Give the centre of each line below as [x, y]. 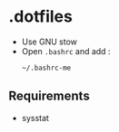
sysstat [35, 118]
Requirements [49, 96]
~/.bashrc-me [46, 68]
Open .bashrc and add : [66, 51]
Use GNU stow [50, 42]
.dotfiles [41, 17]
